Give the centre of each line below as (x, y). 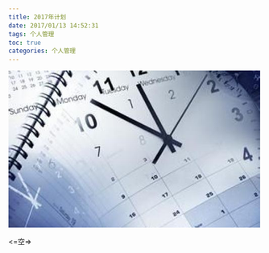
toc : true (25, 43)
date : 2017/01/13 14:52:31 (54, 25)
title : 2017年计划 (37, 17)
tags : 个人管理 (31, 34)
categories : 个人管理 (42, 51)
